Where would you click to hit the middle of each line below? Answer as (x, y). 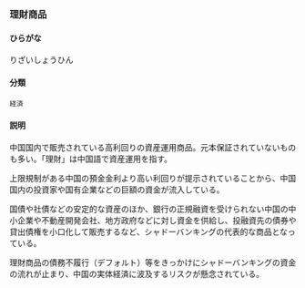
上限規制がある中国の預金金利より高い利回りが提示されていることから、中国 (153, 178)
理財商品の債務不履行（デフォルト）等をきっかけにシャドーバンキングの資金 (153, 262)
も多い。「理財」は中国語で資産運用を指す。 (91, 159)
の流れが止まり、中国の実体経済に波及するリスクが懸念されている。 (137, 273)
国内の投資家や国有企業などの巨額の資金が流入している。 (117, 190)
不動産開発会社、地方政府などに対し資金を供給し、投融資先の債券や (168, 220)
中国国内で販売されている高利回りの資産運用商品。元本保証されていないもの (153, 147)
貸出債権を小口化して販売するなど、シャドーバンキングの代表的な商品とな (149, 231)
